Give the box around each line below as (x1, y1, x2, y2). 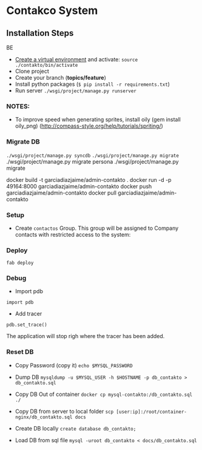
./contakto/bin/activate (15, 62, 78, 68)
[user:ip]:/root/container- (116, 409, 187, 415)
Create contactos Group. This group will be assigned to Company (15, 224, 179, 232)
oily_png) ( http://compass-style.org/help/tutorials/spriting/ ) (15, 122, 164, 130)
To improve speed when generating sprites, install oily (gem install (15, 116, 181, 123)
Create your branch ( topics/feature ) (15, 74, 106, 81)
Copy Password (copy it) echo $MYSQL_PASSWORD (15, 361, 133, 369)
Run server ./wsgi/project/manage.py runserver (15, 87, 136, 94)
